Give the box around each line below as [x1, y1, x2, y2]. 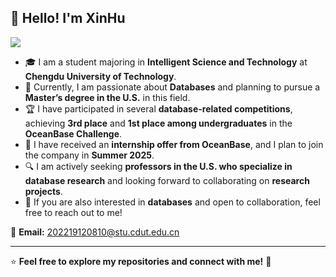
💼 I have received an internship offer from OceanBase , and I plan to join [24, 138, 324, 150]
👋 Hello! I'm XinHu [10, 10, 126, 27]
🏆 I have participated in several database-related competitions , [24, 102, 293, 115]
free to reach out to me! [24, 206, 123, 218]
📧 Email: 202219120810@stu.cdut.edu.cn [10, 226, 180, 238]
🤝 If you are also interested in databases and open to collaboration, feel [24, 196, 321, 208]
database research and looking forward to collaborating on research [24, 174, 310, 186]
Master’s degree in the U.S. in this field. [24, 91, 191, 103]
